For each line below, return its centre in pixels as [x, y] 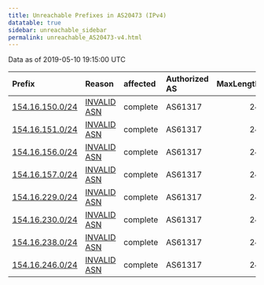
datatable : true [35, 23]
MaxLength [238, 84]
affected [140, 84]
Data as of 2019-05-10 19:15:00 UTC [67, 60]
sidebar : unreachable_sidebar [58, 30]
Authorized [188, 79]
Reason [99, 84]
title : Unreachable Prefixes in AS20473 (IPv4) [88, 15]
